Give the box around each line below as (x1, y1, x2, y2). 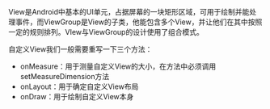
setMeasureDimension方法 (19, 72, 110, 81)
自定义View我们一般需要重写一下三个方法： (8, 44, 153, 54)
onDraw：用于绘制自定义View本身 (19, 92, 134, 101)
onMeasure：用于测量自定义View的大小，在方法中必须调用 (19, 61, 217, 71)
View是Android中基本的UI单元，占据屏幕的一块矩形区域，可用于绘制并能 (8, 7, 250, 16)
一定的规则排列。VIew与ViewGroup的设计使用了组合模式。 (8, 27, 204, 36)
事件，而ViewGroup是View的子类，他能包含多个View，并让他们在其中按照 (15, 17, 263, 27)
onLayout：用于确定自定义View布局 (19, 82, 139, 91)
